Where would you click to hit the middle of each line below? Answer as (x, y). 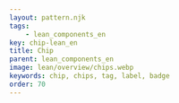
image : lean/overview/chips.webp (72, 68)
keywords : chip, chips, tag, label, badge (89, 76)
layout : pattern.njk (48, 17)
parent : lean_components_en (62, 59)
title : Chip (31, 51)
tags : (19, 26)
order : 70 (28, 84)
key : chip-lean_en (43, 43)
